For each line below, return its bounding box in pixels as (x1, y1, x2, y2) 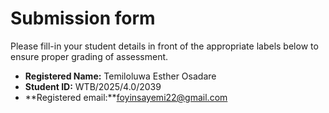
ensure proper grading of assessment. (10, 50, 169, 62)
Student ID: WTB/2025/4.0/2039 (24, 80, 162, 92)
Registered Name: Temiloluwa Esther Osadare (24, 70, 217, 82)
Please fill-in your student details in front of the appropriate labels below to (10, 40, 319, 52)
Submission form (10, 7, 156, 30)
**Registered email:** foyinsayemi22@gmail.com (24, 91, 228, 103)
